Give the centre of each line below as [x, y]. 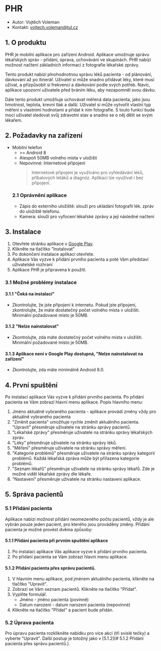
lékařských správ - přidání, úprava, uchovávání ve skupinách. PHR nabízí [78, 60]
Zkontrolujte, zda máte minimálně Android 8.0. [58, 370]
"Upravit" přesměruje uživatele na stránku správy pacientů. [72, 427]
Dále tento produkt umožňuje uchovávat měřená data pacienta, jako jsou [78, 99]
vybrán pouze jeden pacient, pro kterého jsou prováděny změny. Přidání [77, 524]
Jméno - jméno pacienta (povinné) [54, 600]
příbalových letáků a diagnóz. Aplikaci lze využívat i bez [87, 178]
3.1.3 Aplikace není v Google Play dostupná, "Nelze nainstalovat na [74, 354]
